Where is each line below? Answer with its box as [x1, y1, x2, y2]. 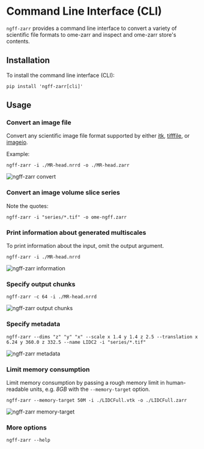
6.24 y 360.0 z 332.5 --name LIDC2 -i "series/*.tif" [6, 339, 147, 345]
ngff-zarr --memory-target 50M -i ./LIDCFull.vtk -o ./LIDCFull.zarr [6, 397, 188, 403]
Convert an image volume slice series [6, 188, 120, 197]
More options [6, 423, 47, 432]
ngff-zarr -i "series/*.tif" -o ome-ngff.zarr [6, 214, 127, 220]
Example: [6, 150, 30, 158]
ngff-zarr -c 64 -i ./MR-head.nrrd [6, 294, 97, 300]
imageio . [6, 139, 29, 146]
